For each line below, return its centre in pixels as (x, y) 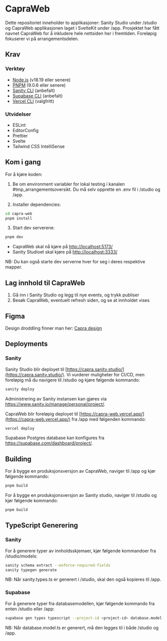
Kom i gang (23, 162)
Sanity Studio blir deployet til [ (36, 369)
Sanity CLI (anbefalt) (33, 90)
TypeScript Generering (42, 525)
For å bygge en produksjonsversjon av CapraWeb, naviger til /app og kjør (80, 471)
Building (18, 459)
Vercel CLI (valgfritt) (33, 101)
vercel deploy (20, 428)
